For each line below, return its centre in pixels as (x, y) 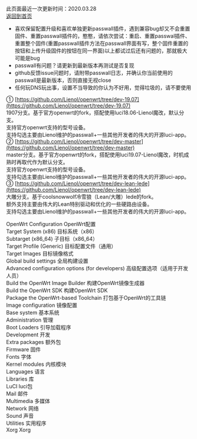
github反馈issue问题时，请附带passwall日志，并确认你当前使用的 (93, 73)
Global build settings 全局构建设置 (47, 261)
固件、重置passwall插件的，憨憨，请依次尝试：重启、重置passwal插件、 (102, 36)
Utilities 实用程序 (26, 423)
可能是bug (27, 58)
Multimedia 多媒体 (28, 401)
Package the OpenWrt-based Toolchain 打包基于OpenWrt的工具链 (86, 298)
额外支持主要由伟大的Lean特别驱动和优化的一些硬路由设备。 (79, 204)
